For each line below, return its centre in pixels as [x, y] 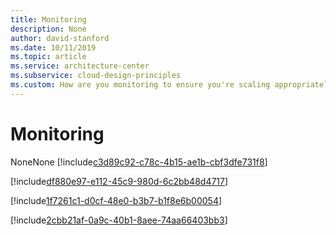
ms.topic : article [48, 57]
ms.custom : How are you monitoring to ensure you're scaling [140, 85]
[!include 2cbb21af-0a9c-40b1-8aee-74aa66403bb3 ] [119, 220]
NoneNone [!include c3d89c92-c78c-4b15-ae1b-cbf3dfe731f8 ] [139, 162]
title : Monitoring [48, 19]
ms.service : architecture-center [80, 66]
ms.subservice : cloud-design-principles [96, 76]
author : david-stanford [60, 38]
